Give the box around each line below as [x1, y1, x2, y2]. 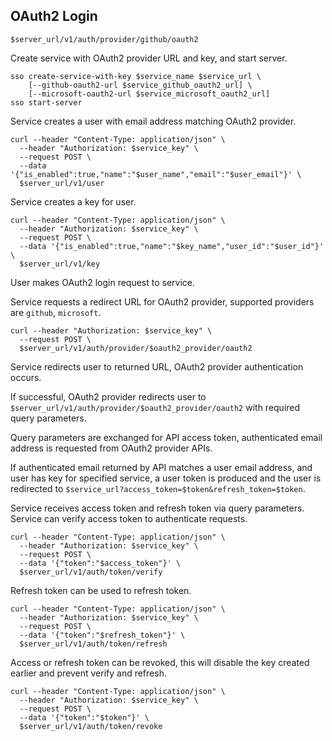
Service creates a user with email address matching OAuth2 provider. [10, 115, 297, 127]
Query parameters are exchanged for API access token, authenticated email [10, 431, 323, 443]
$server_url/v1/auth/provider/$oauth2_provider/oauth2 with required [10, 401, 301, 413]
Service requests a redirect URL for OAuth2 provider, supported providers [10, 295, 315, 308]
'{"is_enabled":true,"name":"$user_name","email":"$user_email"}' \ [10, 169, 302, 179]
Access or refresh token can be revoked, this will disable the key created [10, 656, 310, 668]
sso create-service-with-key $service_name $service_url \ [10, 71, 262, 81]
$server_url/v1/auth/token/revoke [19, 721, 163, 731]
